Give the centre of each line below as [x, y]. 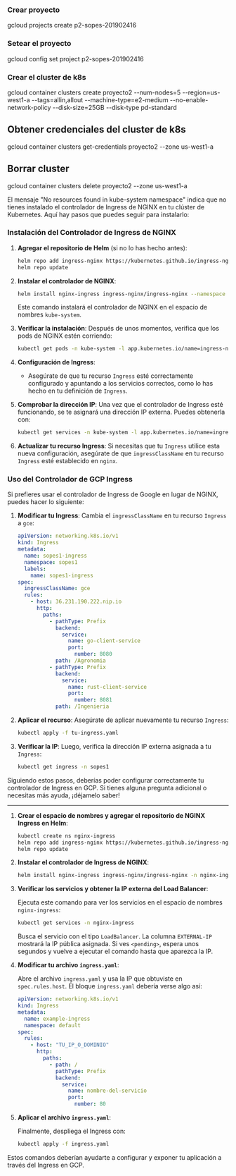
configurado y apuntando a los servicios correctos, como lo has [120, 384]
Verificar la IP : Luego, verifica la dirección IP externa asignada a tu [114, 746]
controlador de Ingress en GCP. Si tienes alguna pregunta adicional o [107, 788]
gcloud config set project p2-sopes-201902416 [76, 59]
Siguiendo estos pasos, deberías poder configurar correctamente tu [106, 780]
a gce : [26, 523]
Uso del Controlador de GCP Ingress [70, 479]
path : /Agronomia [81, 661]
